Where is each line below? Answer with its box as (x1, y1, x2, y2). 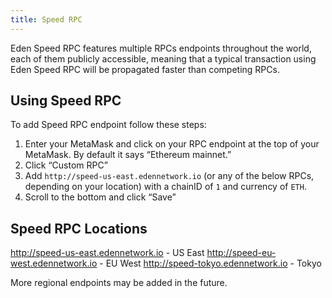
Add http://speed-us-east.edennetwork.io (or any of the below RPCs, (24, 170, 315, 182)
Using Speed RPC (10, 92, 122, 110)
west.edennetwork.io (10, 257, 98, 270)
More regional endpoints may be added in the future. (10, 277, 228, 289)
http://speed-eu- (206, 247, 277, 259)
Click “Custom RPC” (24, 159, 108, 171)
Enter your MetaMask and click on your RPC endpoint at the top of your (24, 138, 320, 150)
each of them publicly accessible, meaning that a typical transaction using (10, 52, 317, 65)
